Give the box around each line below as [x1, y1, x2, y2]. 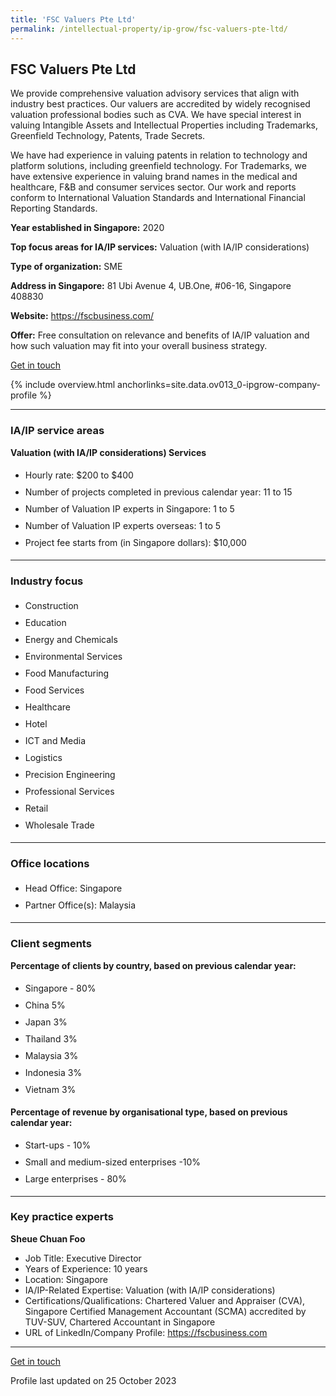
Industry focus [10, 574, 84, 588]
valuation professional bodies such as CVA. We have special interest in [10, 109, 302, 121]
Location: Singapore [24, 1273, 108, 1285]
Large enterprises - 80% [24, 1172, 127, 1185]
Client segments [10, 937, 92, 951]
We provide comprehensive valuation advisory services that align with [10, 87, 300, 100]
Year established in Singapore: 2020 [10, 222, 165, 234]
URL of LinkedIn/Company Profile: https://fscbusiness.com [24, 1326, 268, 1338]
